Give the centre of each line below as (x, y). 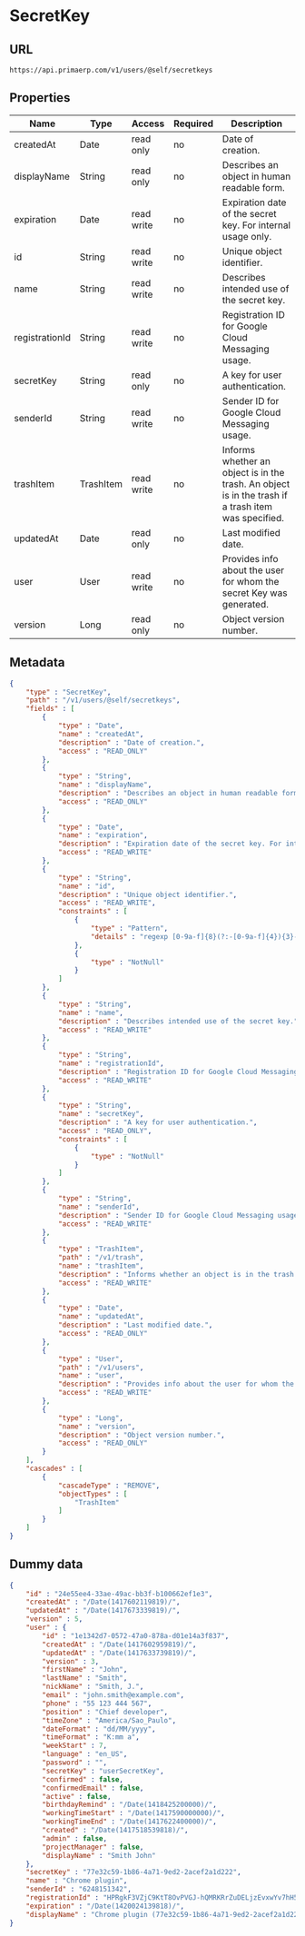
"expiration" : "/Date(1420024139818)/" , (105, 1906)
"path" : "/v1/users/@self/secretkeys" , (103, 700)
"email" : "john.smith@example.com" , (113, 1695)
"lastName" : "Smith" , (85, 1678)
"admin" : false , (74, 1838)
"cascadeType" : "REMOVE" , (109, 1486)
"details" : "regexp (129, 936)
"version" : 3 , (71, 1661)
